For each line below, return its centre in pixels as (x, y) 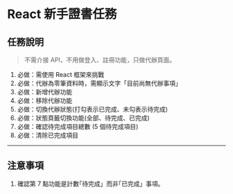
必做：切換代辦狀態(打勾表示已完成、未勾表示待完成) (93, 109)
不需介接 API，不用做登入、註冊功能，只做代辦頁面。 (100, 60)
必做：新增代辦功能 (45, 92)
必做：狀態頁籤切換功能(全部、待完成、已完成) (84, 118)
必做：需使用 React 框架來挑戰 (61, 74)
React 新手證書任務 (62, 14)
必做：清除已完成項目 (48, 135)
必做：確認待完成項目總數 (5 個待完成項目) (78, 126)
